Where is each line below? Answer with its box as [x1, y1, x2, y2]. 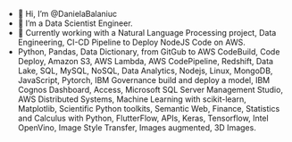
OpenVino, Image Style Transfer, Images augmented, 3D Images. [17, 122, 256, 133]
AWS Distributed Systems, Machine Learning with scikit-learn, [17, 94, 247, 104]
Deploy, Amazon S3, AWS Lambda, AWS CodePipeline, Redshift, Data [17, 56, 274, 66]
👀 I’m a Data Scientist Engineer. [17, 18, 133, 29]
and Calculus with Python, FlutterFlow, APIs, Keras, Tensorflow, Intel [17, 113, 270, 123]
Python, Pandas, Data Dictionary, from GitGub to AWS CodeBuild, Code [17, 46, 280, 57]
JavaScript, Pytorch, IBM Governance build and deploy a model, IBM [17, 75, 271, 85]
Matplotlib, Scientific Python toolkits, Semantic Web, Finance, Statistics [17, 104, 280, 113]
